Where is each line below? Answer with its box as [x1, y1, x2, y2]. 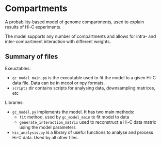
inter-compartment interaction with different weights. [5, 38, 111, 44]
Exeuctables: [5, 65, 31, 71]
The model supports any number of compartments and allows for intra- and [5, 33, 156, 39]
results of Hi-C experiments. [5, 24, 62, 29]
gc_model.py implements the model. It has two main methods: [12, 109, 135, 115]
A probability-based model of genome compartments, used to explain [5, 19, 145, 25]
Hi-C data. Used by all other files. [12, 134, 79, 140]
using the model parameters [19, 124, 76, 130]
